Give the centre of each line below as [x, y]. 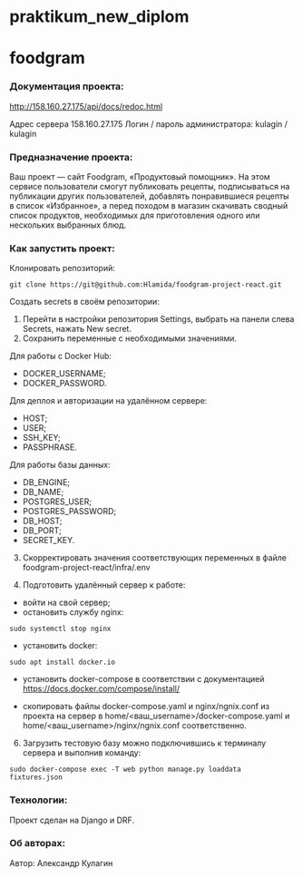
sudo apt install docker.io [63, 663]
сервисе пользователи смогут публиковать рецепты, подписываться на [150, 186]
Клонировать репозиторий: [63, 268]
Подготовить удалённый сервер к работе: [104, 585]
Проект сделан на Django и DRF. [72, 820]
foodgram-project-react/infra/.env [87, 568]
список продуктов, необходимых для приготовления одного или [135, 215]
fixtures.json [36, 777]
